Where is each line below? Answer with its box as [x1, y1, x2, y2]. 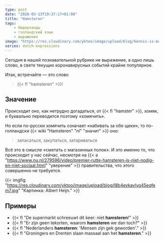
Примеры [5, 201, 37, 210]
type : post [5, 7, 27, 12]
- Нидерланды [14, 25, 41, 30]
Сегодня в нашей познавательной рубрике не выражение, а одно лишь [5, 57, 155, 63]
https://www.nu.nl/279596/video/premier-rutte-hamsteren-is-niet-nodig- [7, 157, 154, 163]
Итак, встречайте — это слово [5, 71, 69, 77]
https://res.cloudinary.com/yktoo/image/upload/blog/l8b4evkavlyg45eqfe [7, 182, 156, 188]
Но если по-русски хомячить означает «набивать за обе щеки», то [5, 123, 145, 129]
